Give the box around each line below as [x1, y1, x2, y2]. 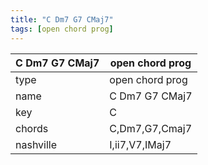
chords [15, 121, 49, 135]
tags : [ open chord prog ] [10, 24, 114, 34]
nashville [15, 137, 58, 151]
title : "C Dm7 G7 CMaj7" [10, 14, 114, 25]
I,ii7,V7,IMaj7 [109, 137, 172, 151]
